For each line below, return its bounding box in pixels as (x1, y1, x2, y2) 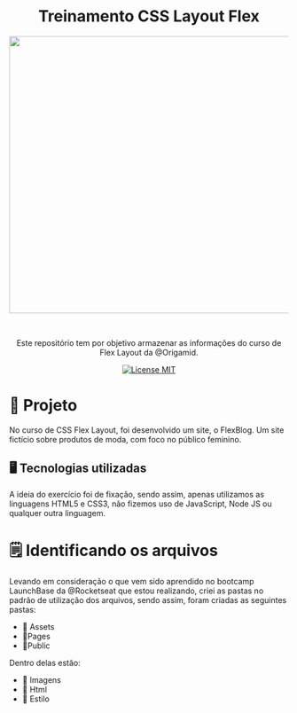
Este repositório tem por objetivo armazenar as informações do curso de (16, 337, 282, 348)
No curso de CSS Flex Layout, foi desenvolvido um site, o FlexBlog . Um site (9, 424, 285, 435)
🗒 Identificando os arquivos (9, 540, 219, 560)
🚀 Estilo (21, 693, 51, 704)
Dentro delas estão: (9, 657, 82, 668)
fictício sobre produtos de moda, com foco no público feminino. (9, 434, 242, 444)
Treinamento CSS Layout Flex (38, 6, 260, 27)
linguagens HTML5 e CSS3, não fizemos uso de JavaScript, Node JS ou (9, 498, 272, 509)
